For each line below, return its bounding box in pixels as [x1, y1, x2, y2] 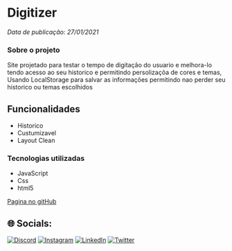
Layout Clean [17, 137, 55, 145]
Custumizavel [17, 129, 57, 137]
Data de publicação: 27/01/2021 [7, 28, 99, 36]
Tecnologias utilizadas [7, 153, 85, 163]
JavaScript [17, 169, 48, 178]
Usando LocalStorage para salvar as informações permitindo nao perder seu [7, 76, 226, 84]
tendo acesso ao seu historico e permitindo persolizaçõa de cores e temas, [7, 68, 222, 77]
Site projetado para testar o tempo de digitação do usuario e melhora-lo [7, 61, 213, 69]
